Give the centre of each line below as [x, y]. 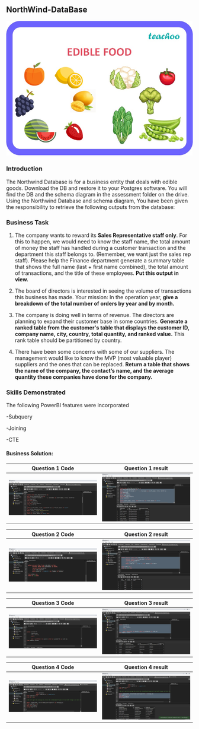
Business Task [28, 222]
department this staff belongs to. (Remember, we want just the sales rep [103, 254]
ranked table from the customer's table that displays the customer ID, [102, 328]
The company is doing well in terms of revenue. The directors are [94, 315]
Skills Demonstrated [36, 392]
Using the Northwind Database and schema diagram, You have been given [97, 201]
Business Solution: [30, 453]
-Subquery [19, 417]
